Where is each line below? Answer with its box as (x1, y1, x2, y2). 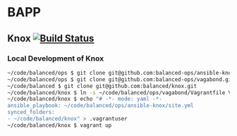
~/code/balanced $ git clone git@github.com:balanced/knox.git (7, 82, 197, 89)
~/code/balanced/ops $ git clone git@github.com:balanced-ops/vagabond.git (7, 75, 235, 83)
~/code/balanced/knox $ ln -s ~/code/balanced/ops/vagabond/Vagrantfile (7, 89, 226, 96)
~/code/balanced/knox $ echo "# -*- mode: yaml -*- (7, 96, 162, 103)
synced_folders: (7, 109, 55, 116)
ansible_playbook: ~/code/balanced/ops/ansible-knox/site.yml (7, 102, 194, 109)
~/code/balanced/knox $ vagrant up (7, 121, 112, 129)
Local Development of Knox (7, 54, 104, 63)
